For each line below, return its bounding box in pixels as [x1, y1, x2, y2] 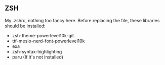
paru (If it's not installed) [12, 54, 64, 60]
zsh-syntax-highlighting [12, 48, 62, 54]
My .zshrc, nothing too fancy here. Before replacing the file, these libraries [5, 17, 160, 23]
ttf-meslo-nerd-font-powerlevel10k [12, 38, 85, 44]
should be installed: [5, 23, 46, 29]
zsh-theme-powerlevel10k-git [12, 32, 74, 38]
